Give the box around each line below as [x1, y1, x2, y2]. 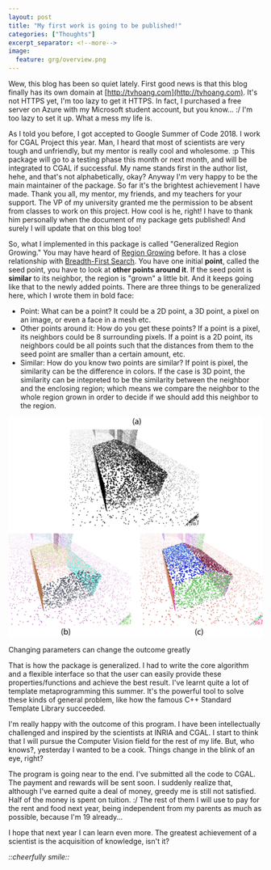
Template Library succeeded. [8, 703, 106, 713]
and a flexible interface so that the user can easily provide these [8, 669, 222, 679]
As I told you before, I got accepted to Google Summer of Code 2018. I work [8, 129, 261, 138]
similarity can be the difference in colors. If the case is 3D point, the [19, 366, 246, 376]
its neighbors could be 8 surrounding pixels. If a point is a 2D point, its [19, 332, 253, 341]
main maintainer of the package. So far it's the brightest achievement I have [8, 180, 261, 190]
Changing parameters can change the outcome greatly [8, 645, 191, 655]
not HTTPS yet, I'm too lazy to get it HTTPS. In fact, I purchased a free [8, 96, 242, 105]
